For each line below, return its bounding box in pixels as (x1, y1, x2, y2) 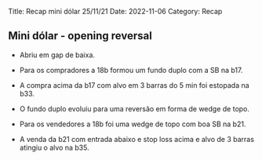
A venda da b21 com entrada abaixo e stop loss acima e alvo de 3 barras (19, 134, 255, 144)
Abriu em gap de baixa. (19, 50, 96, 60)
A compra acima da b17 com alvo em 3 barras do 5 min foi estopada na (19, 80, 249, 89)
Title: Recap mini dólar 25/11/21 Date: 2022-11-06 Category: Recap (8, 7, 223, 16)
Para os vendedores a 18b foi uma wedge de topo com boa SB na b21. (19, 119, 246, 129)
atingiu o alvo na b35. (19, 143, 89, 152)
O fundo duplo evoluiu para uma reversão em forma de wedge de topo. (19, 104, 249, 113)
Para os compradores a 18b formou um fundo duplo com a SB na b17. (19, 65, 243, 75)
